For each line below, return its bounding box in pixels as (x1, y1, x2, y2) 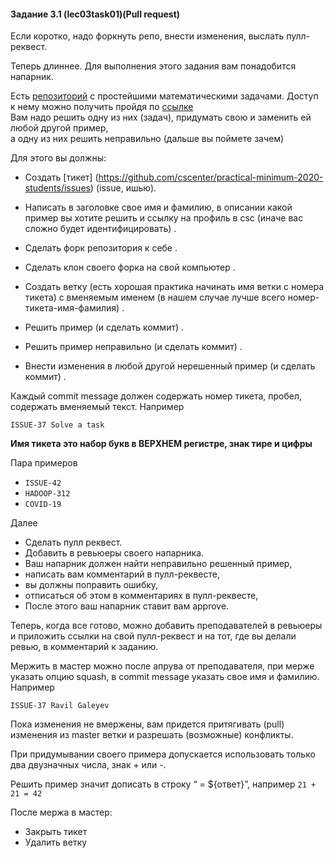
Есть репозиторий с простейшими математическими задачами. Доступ (10, 90, 319, 102)
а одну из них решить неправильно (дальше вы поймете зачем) (10, 133, 285, 145)
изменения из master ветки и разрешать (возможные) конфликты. (10, 729, 294, 741)
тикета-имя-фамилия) (24, 302, 120, 314)
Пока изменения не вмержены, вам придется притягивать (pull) (10, 718, 285, 730)
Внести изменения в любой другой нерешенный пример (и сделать (24, 360, 316, 372)
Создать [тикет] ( (24, 171, 99, 184)
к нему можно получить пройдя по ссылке (10, 101, 194, 113)
